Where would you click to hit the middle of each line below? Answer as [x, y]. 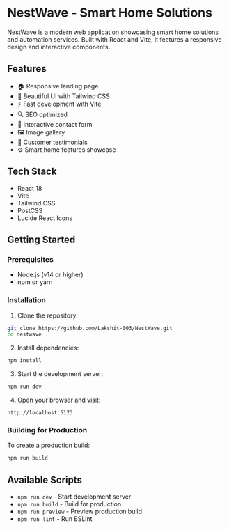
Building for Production [47, 430]
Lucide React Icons [45, 218]
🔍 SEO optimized [42, 114]
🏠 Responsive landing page [58, 86]
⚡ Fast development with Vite [59, 104]
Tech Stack [32, 172]
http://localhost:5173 [40, 413]
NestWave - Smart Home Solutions [110, 13]
